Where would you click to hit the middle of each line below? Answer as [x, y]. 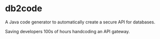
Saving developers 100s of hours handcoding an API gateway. [68, 31]
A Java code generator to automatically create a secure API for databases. [80, 22]
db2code [24, 9]
